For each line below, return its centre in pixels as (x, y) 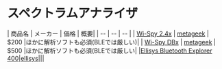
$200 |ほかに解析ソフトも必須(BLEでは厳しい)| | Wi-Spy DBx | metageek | (111, 42)
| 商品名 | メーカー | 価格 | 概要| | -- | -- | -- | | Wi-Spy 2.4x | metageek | (108, 33)
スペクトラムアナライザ (73, 13)
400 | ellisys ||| (26, 58)
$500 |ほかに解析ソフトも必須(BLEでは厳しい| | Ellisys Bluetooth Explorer (110, 51)
